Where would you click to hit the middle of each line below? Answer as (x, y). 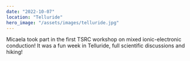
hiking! (14, 52)
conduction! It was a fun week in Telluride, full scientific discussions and (96, 46)
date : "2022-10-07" (31, 12)
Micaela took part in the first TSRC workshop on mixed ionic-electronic (94, 40)
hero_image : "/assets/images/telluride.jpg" (63, 23)
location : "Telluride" (34, 17)
